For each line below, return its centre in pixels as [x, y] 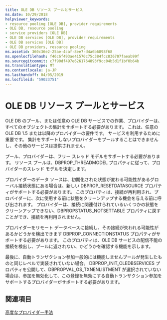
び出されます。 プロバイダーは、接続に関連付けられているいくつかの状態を [82, 204]
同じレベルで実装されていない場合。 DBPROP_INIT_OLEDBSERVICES [84, 263]
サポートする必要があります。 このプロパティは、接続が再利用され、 [84, 192]
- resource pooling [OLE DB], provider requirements [61, 24]
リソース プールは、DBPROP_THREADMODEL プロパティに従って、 [83, 162]
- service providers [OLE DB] [37, 33]
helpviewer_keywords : [28, 19]
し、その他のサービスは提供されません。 [47, 145]
